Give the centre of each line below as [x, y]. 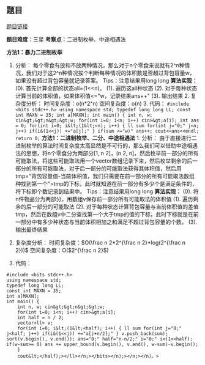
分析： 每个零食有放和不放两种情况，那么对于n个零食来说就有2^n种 [100, 65]
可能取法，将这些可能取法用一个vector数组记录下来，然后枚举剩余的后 [104, 161]
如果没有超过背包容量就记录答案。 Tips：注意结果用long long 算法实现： [106, 80]
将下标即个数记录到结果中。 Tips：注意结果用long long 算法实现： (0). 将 [107, 191]
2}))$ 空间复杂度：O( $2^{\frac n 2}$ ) [62, 250]
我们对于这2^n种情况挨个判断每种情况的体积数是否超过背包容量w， [110, 73]
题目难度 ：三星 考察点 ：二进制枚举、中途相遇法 [66, 39]
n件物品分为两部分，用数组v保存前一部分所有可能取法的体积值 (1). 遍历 [104, 199]
